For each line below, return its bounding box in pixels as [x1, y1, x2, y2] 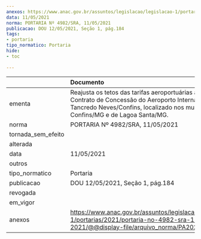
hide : [6, 48, 20, 54]
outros [9, 159, 28, 168]
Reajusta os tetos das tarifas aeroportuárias [70, 88, 193, 96]
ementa [9, 99, 31, 108]
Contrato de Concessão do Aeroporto [70, 95, 176, 104]
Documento [70, 78, 105, 86]
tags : [6, 31, 20, 37]
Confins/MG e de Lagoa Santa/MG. [70, 110, 169, 119]
